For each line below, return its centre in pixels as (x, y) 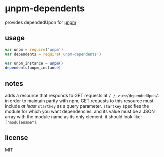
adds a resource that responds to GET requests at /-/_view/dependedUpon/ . (82, 96)
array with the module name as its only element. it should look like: (74, 117)
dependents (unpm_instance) (33, 68)
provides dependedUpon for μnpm (41, 22)
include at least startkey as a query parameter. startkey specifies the (77, 106)
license (17, 138)
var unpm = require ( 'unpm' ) (34, 50)
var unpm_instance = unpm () (34, 63)
